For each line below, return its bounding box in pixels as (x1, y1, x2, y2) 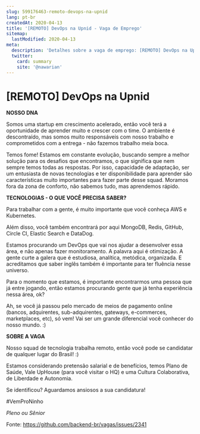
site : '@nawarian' (17, 64, 62, 70)
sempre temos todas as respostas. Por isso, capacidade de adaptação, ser (6, 164, 190, 171)
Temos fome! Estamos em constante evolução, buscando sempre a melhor (6, 151, 190, 158)
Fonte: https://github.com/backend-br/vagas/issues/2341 (6, 421, 147, 428)
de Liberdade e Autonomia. (6, 375, 73, 382)
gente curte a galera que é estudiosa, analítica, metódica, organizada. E (6, 254, 182, 262)
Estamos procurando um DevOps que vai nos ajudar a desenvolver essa (6, 241, 183, 249)
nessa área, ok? (6, 291, 45, 298)
